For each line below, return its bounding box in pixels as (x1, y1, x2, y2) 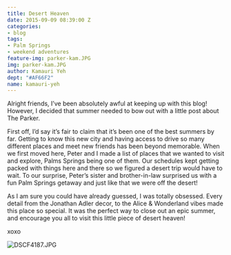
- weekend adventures (7, 49, 70, 56)
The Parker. (7, 114, 40, 123)
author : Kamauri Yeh (7, 68, 67, 74)
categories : (7, 23, 41, 30)
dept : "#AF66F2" (7, 74, 54, 81)
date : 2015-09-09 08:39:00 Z (7, 17, 91, 23)
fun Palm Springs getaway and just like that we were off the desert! (7, 178, 198, 187)
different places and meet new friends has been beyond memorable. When (7, 142, 221, 150)
